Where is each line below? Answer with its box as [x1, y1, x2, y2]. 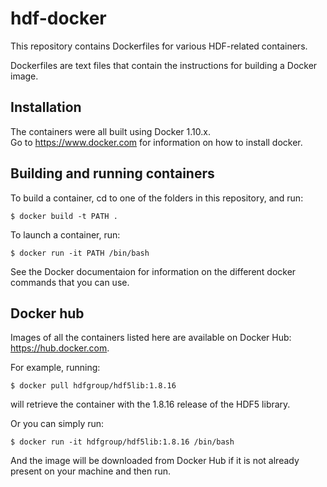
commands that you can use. [10, 276, 130, 288]
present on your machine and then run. [10, 465, 172, 477]
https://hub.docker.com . [10, 342, 110, 354]
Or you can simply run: [10, 418, 105, 430]
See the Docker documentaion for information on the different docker [10, 265, 297, 277]
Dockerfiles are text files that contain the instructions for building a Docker [10, 59, 318, 71]
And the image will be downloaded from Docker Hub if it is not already [10, 455, 300, 467]
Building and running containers [10, 165, 215, 182]
